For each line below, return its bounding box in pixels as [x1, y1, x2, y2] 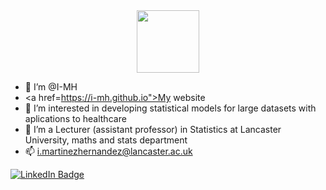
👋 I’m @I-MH [24, 81, 78, 93]
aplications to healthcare [24, 113, 127, 124]
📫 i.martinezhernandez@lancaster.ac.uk [24, 145, 193, 157]
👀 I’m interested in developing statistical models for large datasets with [24, 102, 317, 114]
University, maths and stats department [24, 134, 188, 146]
